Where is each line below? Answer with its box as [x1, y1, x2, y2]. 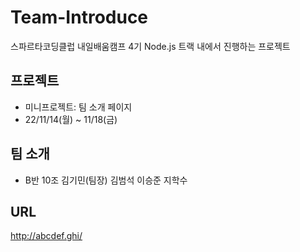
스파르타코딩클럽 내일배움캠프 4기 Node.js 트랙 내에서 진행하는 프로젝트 [10, 40, 291, 52]
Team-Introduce [10, 6, 149, 29]
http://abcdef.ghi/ [10, 230, 83, 242]
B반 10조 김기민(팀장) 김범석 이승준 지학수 [24, 174, 188, 186]
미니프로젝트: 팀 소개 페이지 [24, 101, 133, 113]
